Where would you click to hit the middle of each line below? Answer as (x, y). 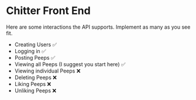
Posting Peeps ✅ (35, 57)
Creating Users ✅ (36, 44)
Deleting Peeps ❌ (36, 77)
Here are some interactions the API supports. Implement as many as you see (98, 27)
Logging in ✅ (30, 51)
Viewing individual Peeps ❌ (47, 71)
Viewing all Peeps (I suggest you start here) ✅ (70, 64)
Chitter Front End (48, 11)
